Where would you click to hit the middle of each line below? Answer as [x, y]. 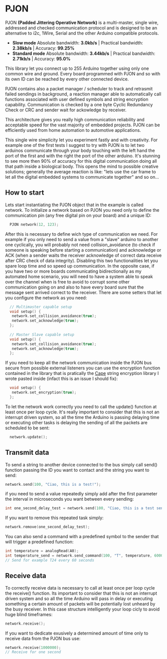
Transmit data [27, 453]
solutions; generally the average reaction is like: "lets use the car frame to [81, 171]
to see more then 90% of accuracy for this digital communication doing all [81, 161]
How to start [25, 193]
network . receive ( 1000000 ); [33, 648]
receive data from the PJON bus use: [43, 638]
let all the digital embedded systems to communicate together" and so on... [82, 177]
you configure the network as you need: [46, 298]
